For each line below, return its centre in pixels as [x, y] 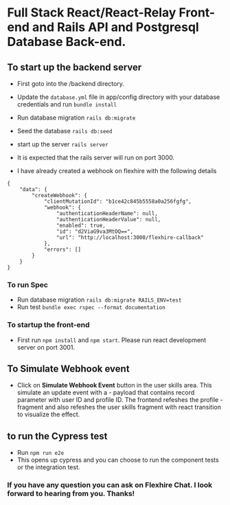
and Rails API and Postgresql [115, 27]
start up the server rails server [62, 144]
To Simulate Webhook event [68, 369]
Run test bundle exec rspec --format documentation [91, 307]
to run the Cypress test [57, 436]
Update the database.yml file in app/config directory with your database [118, 97]
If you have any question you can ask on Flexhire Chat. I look [110, 485]
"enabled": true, [81, 225]
